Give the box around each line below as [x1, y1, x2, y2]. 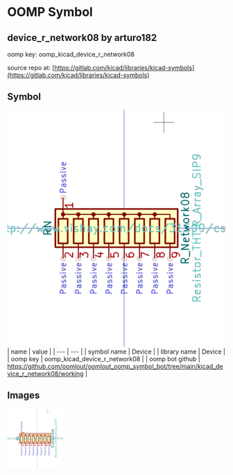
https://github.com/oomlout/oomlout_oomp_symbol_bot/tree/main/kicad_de [7, 362, 223, 370]
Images [7, 390, 40, 401]
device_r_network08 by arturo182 [7, 32, 157, 44]
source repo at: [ [7, 64, 55, 71]
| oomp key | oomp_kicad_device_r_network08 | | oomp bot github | [7, 354, 201, 363]
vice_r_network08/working [7, 369, 84, 378]
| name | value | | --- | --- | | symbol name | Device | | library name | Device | [7, 347, 225, 356]
